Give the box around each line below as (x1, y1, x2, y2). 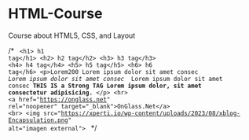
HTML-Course (8, 5, 103, 23)
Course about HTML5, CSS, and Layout (8, 31, 136, 40)
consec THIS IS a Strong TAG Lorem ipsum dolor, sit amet (8, 82, 202, 90)
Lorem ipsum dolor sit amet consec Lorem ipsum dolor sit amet (8, 75, 223, 83)
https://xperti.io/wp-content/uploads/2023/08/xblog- (60, 109, 241, 117)
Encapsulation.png (8, 116, 68, 124)
